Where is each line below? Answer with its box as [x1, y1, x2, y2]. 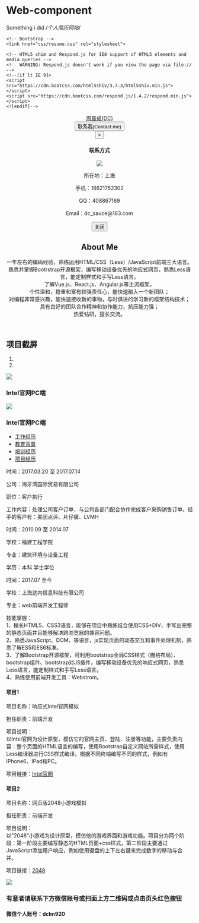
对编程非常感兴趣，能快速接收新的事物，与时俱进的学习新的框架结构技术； [8, 295, 191, 303]
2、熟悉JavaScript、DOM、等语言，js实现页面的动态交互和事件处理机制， [6, 637, 187, 644]
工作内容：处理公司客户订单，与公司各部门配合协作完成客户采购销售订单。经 [6, 506, 193, 513]
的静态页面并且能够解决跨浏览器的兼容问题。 [6, 629, 115, 636]
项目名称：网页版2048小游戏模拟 [6, 799, 87, 807]
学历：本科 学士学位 [6, 563, 54, 571]
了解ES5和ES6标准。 [11, 644, 62, 651]
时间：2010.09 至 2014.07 [6, 525, 69, 533]
